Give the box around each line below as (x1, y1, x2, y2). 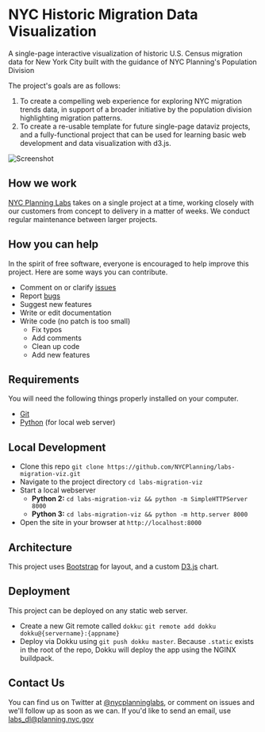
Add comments (31, 333, 82, 343)
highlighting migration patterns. (19, 113, 123, 122)
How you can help (8, 238, 99, 251)
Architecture (8, 541, 73, 554)
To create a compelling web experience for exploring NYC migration (19, 96, 242, 105)
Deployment (8, 584, 71, 598)
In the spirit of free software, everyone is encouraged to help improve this (8, 259, 249, 268)
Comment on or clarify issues (19, 282, 117, 292)
